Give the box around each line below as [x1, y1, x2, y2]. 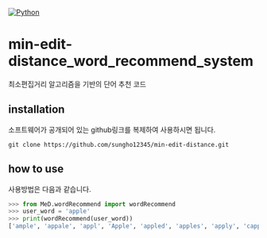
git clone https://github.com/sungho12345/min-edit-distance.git [8, 140, 229, 148]
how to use [8, 163, 64, 176]
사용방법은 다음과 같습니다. [8, 184, 91, 194]
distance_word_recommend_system [8, 52, 254, 71]
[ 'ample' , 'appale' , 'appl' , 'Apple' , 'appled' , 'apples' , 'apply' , [8, 222, 240, 230]
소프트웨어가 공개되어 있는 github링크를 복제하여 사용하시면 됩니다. [8, 125, 216, 134]
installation [8, 103, 65, 117]
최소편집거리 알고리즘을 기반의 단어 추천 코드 [8, 79, 147, 89]
